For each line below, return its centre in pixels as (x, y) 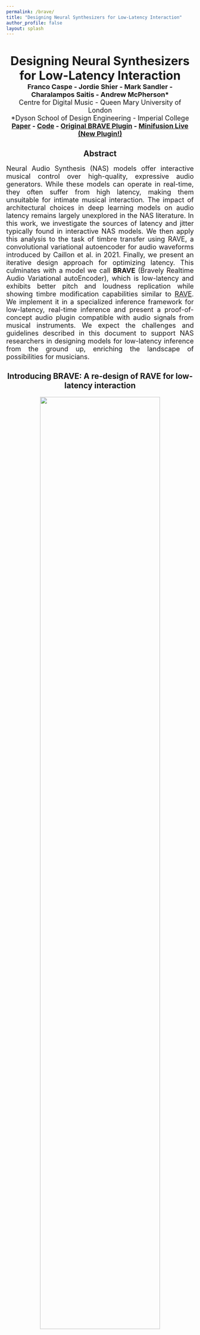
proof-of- (179, 310)
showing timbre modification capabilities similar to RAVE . (100, 294)
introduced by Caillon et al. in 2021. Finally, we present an (100, 255)
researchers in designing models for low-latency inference (100, 341)
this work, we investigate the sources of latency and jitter (100, 223)
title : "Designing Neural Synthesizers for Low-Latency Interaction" (94, 17)
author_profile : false (34, 23)
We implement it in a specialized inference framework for (100, 302)
